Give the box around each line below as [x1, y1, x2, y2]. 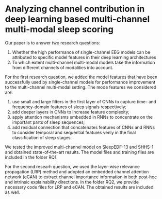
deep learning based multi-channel [5, 14, 150, 25]
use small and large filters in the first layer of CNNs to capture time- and [12, 99, 157, 104]
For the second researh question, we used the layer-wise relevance [5, 163, 140, 170]
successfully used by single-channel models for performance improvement [5, 79, 156, 85]
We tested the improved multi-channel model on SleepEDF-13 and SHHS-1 [5, 144, 154, 150]
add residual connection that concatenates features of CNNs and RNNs [12, 124, 155, 130]
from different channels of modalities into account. [12, 64, 113, 71]
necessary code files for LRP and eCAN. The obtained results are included [5, 184, 154, 190]
